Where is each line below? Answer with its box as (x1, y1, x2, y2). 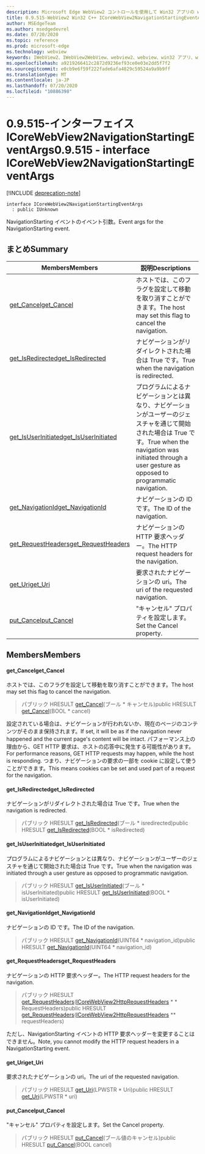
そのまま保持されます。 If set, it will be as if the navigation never (22, 728, 182, 735)
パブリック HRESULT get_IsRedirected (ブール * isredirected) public (21, 820, 189, 827)
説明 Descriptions (140, 263, 191, 272)
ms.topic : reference (6, 37, 59, 43)
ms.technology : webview (6, 49, 67, 55)
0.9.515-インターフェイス (6, 117, 135, 131)
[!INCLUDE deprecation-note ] (6, 189, 81, 196)
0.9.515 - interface (54, 143, 151, 157)
